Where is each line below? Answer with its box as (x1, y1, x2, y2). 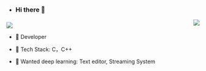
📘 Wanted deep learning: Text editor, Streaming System (15, 58, 156, 65)
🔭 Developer (15, 33, 47, 40)
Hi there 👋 (15, 5, 45, 14)
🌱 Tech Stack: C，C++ (15, 46, 72, 53)
